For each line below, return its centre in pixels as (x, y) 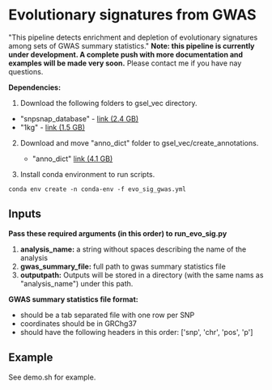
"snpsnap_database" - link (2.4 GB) (79, 118)
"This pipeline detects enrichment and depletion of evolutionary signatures (133, 37)
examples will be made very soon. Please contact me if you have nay (125, 63)
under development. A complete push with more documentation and (126, 54)
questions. (26, 71)
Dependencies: (35, 87)
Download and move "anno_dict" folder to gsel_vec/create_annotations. (139, 142)
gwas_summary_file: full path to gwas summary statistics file (123, 266)
